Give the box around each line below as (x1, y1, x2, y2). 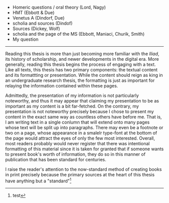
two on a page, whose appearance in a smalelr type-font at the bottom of (5, 130, 157, 136)
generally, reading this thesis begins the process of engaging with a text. (5, 61, 156, 67)
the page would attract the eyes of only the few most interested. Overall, (5, 135, 155, 141)
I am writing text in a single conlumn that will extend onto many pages (5, 119, 150, 125)
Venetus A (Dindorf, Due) (12, 15, 65, 21)
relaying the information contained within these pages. (5, 83, 118, 88)
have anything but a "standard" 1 (5, 177, 71, 184)
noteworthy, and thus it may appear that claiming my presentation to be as (5, 98, 159, 104)
